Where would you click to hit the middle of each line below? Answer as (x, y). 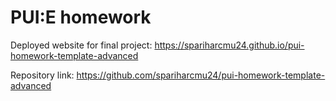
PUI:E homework (81, 17)
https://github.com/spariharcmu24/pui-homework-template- (201, 75)
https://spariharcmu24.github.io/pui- (229, 45)
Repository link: (42, 75)
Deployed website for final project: (81, 45)
